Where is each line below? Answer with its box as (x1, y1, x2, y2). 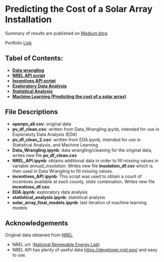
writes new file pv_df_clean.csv (12, 152, 77, 158)
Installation (5, 14, 52, 25)
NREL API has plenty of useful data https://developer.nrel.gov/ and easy (12, 247, 158, 253)
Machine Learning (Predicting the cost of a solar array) (12, 93, 127, 99)
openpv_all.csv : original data (12, 121, 72, 127)
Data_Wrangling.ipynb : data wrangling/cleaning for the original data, (12, 147, 153, 153)
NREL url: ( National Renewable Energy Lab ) (12, 242, 100, 248)
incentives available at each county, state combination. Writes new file (12, 179, 155, 185)
